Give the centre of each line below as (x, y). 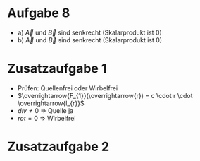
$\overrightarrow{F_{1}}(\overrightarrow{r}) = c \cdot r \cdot (105, 95)
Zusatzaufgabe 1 (57, 69)
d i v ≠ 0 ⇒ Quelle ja (45, 110)
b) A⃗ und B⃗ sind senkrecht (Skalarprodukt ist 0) (90, 40)
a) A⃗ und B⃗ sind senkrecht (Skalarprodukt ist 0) (89, 32)
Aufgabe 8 (39, 13)
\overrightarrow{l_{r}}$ (51, 103)
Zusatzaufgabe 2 (58, 147)
